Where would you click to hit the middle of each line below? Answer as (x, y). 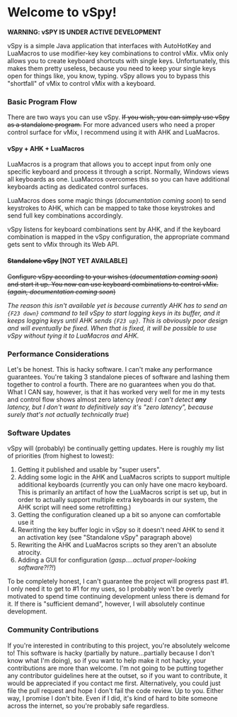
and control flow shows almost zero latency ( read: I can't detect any (107, 399)
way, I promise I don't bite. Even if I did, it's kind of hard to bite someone (112, 698)
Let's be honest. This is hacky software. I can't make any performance (110, 369)
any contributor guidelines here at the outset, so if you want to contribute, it (117, 675)
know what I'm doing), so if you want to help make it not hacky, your (107, 660)
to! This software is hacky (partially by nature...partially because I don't (111, 652)
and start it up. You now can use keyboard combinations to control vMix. (113, 284)
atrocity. (30, 552)
